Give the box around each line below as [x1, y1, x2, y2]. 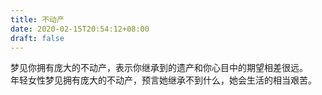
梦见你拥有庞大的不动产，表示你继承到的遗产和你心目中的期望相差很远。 [10, 62, 308, 74]
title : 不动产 [10, 14, 65, 25]
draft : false [10, 33, 65, 43]
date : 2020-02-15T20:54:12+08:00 [10, 24, 150, 34]
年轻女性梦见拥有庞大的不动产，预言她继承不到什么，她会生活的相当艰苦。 [10, 74, 317, 86]
